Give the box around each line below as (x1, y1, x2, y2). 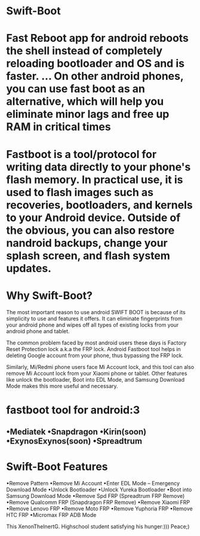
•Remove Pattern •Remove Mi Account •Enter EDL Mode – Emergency (6, 480, 180, 487)
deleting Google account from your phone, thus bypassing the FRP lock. (6, 352, 184, 359)
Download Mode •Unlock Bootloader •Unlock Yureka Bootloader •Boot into (6, 486, 192, 493)
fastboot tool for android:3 (6, 403, 140, 417)
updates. (6, 261, 52, 275)
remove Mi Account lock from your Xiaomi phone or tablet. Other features (6, 370, 187, 377)
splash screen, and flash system (6, 249, 170, 262)
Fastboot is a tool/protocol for (6, 147, 157, 161)
